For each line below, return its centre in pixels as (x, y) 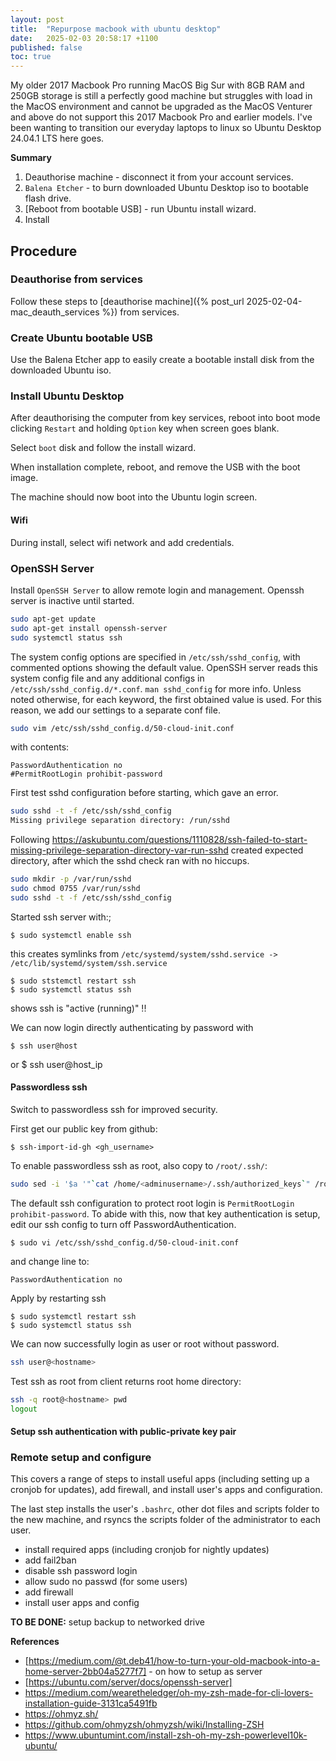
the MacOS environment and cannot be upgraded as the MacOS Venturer (161, 107)
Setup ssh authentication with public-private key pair (123, 1432)
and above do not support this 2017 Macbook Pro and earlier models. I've (161, 117)
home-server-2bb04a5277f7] (85, 1672)
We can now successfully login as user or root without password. (145, 1343)
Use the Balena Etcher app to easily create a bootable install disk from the (162, 360)
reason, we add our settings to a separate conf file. (115, 710)
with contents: (40, 747)
